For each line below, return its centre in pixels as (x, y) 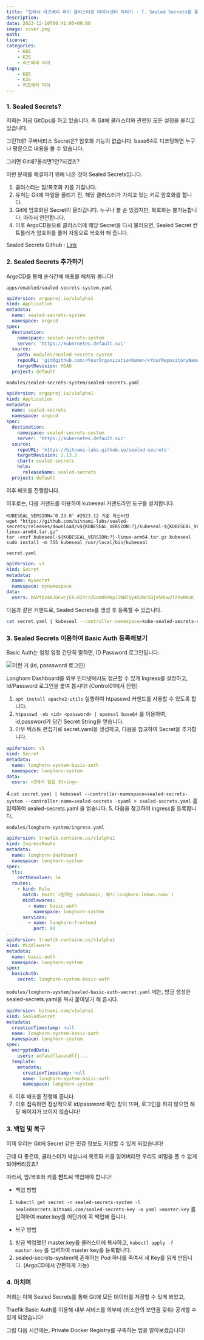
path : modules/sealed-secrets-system (65, 355)
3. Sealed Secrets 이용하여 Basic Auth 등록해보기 (77, 638)
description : (23, 18)
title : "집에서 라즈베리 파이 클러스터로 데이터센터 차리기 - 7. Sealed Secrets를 (99, 12)
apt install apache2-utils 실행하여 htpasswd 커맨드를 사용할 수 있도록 (102, 699)
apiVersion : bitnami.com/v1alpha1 (50, 1011)
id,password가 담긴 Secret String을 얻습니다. (70, 722)
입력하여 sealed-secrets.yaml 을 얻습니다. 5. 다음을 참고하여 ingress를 (91, 809)
